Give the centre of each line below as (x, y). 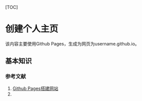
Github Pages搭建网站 (35, 88)
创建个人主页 (32, 29)
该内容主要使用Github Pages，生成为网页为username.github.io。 (72, 43)
